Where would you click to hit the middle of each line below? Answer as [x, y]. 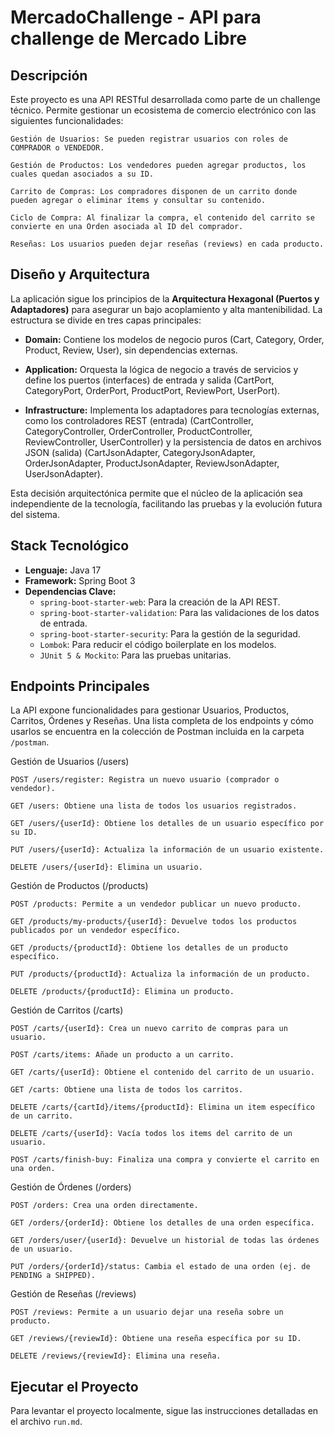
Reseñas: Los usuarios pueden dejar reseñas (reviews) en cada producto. [167, 244]
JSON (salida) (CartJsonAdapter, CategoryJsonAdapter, [140, 452]
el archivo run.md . [46, 1422]
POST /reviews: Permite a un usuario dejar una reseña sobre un [147, 1312]
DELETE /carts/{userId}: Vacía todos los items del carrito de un [151, 1134]
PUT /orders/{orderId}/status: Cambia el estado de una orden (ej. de [160, 1267]
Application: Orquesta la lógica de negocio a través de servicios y [161, 369]
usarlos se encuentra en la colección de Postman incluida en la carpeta [157, 732]
